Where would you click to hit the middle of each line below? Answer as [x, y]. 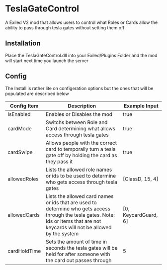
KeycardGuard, [140, 215]
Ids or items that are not [73, 221]
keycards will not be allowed [79, 227]
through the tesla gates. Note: [80, 215]
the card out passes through [79, 260]
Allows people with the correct [81, 143]
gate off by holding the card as [81, 155]
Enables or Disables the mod [79, 114]
